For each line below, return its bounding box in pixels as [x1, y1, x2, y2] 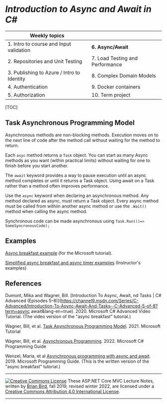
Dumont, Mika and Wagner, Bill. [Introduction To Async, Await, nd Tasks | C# [5, 293, 162, 299]
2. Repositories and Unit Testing [7, 58, 83, 65]
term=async [5, 308, 30, 314]
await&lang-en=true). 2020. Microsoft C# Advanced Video [30, 308, 151, 314]
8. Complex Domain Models [91, 72, 156, 79]
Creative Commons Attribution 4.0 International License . [5, 389, 120, 395]
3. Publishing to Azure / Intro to [7, 69, 81, 76]
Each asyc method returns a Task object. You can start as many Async [5, 152, 148, 158]
